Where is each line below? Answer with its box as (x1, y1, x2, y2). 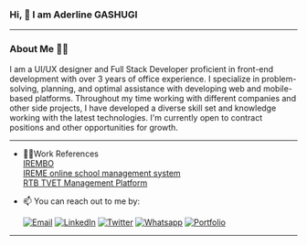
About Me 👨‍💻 (9, 43, 69, 56)
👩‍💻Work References (22, 148, 99, 159)
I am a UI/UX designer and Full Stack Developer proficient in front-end (9, 63, 274, 74)
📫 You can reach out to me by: (22, 196, 140, 207)
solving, (9, 82, 39, 94)
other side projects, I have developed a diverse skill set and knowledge (9, 102, 277, 113)
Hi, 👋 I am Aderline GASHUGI (9, 8, 138, 21)
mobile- (263, 82, 292, 94)
